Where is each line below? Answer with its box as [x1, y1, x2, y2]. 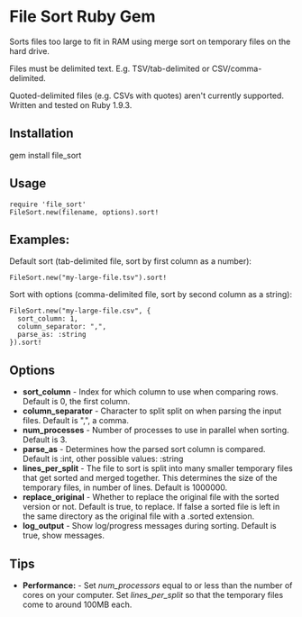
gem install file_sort [9, 150, 82, 160]
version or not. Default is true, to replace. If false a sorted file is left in [22, 502, 280, 513]
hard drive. [9, 45, 50, 56]
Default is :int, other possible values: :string [22, 453, 184, 465]
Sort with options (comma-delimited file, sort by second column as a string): [9, 289, 293, 300]
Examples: [9, 231, 70, 247]
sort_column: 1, [17, 314, 78, 323]
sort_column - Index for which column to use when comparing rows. [22, 386, 279, 397]
